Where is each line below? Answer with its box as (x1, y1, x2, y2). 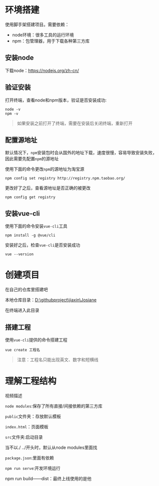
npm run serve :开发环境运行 (5, 465, 61, 471)
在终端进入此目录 (5, 307, 40, 313)
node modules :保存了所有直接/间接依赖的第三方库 (5, 403, 102, 409)
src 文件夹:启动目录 (5, 434, 43, 440)
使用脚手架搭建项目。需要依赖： (5, 21, 69, 27)
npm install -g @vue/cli (5, 233, 56, 238)
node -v (5, 107, 21, 112)
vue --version (5, 252, 34, 257)
